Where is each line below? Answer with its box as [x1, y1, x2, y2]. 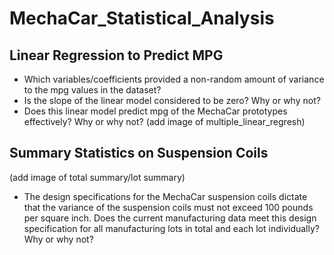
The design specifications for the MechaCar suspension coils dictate [23, 190, 308, 202]
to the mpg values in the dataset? [23, 84, 162, 96]
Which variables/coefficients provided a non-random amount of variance [23, 73, 325, 85]
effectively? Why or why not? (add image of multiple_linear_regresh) [23, 116, 306, 127]
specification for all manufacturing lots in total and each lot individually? [23, 222, 320, 234]
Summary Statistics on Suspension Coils [9, 145, 269, 162]
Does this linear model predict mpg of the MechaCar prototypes [23, 105, 288, 117]
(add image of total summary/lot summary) [9, 171, 186, 183]
